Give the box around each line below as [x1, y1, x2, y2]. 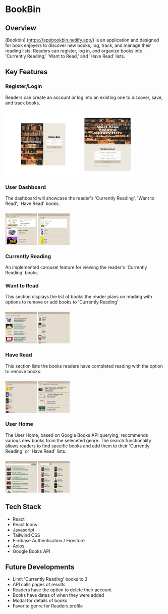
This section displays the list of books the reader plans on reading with [5, 294, 152, 300]
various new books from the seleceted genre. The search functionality [5, 437, 151, 443]
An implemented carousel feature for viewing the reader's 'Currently [5, 264, 147, 271]
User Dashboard [5, 183, 46, 190]
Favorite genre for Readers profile [12, 603, 83, 609]
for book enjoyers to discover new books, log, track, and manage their [5, 42, 151, 48]
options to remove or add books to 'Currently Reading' [5, 299, 119, 305]
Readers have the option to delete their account [12, 587, 112, 593]
